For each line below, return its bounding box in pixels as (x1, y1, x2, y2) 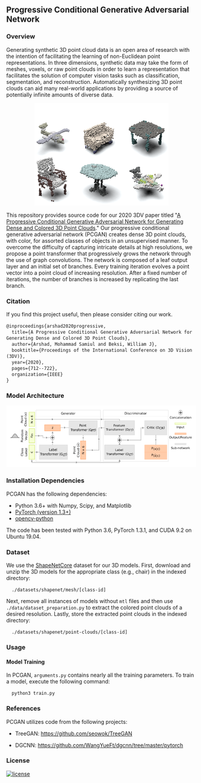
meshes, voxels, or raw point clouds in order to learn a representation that (6, 65, 190, 72)
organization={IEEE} (11, 371, 63, 377)
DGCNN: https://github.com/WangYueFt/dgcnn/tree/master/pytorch (14, 741, 184, 749)
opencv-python (14, 514, 54, 522)
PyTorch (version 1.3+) (14, 508, 71, 516)
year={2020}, (11, 359, 45, 365)
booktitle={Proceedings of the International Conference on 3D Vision (11, 347, 193, 353)
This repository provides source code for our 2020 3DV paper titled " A (6, 211, 181, 219)
